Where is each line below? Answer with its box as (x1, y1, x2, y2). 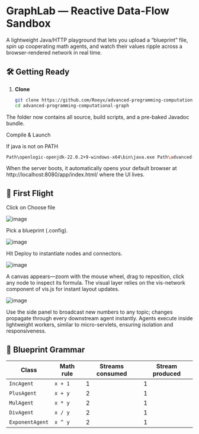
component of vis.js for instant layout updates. (6, 286, 120, 293)
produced (152, 369, 181, 378)
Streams (99, 362, 124, 370)
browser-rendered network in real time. (6, 49, 102, 56)
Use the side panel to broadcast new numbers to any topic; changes (6, 308, 173, 315)
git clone (14, 97, 40, 103)
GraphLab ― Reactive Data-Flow (6, 4, 170, 18)
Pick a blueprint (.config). (6, 227, 68, 234)
